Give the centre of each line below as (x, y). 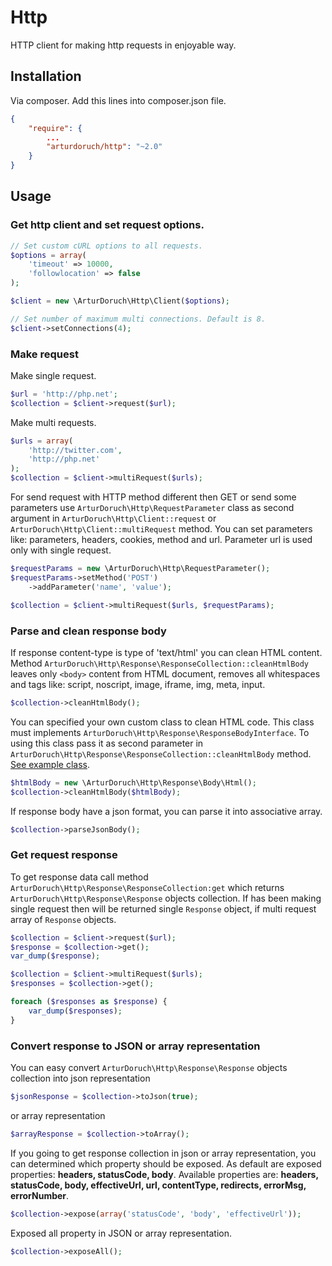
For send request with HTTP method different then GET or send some (153, 497)
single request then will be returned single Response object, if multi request (163, 908)
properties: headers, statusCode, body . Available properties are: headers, (164, 1174)
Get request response (64, 855)
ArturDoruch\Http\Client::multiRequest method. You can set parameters (161, 529)
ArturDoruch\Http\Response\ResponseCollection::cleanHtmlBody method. (161, 753)
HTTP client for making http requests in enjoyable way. (123, 45)
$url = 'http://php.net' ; (64, 394)
